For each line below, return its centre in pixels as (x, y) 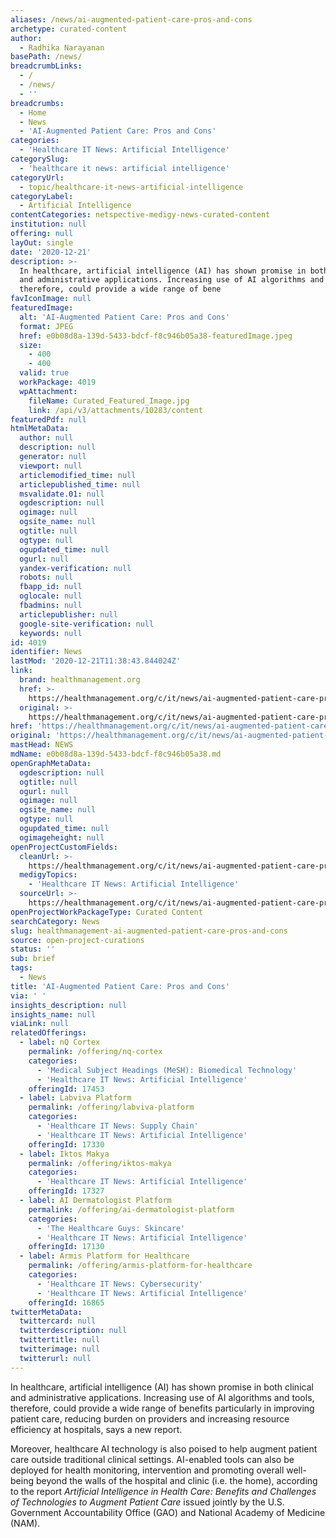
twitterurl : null (55, 1358)
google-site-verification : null (87, 624)
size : (31, 345)
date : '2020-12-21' (51, 252)
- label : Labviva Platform (75, 1098)
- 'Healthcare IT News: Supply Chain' (117, 1126)
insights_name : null (53, 1014)
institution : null (48, 224)
